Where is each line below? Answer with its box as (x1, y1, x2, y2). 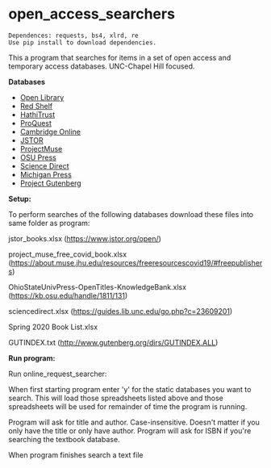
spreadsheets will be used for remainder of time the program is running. (8, 401, 248, 412)
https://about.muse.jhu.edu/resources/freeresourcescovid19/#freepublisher (10, 257, 263, 267)
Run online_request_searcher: (8, 369, 107, 378)
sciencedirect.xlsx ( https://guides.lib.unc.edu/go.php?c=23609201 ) (8, 306, 233, 315)
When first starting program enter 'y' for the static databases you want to (8, 384, 252, 394)
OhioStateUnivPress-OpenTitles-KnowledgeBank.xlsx (8, 282, 187, 291)
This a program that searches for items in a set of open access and (8, 52, 231, 62)
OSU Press (19, 153, 56, 162)
